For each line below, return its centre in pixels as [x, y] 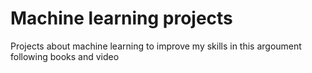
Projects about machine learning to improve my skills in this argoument [156, 46]
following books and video [65, 56]
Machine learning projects [121, 18]
